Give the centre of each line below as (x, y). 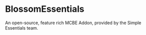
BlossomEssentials (45, 9)
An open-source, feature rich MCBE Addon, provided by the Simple (73, 23)
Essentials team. (22, 28)
